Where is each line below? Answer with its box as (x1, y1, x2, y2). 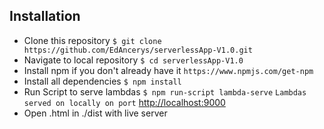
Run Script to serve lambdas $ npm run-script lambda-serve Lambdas (23, 85, 307, 98)
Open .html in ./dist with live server (23, 107, 168, 119)
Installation (9, 8, 81, 25)
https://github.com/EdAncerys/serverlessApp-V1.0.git (23, 45, 253, 55)
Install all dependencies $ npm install (23, 75, 182, 87)
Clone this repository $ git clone (23, 34, 162, 46)
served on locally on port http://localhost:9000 (23, 96, 226, 108)
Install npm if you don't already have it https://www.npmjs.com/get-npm (23, 64, 314, 76)
